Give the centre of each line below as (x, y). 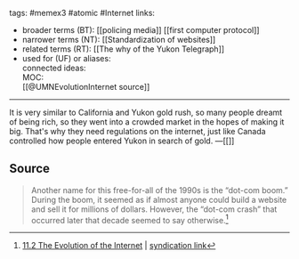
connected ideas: (54, 68)
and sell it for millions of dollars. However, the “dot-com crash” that (154, 209)
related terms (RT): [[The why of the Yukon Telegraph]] (123, 49)
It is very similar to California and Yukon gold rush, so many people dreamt (146, 112)
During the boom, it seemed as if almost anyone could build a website (159, 199)
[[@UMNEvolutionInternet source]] (86, 87)
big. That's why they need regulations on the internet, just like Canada (137, 131)
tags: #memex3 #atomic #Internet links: (82, 13)
